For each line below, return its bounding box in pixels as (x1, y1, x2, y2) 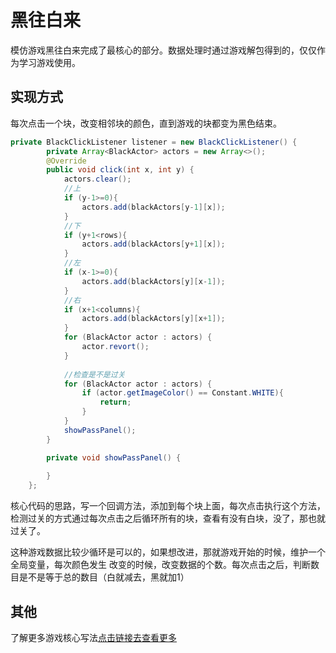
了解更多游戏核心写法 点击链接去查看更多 (10, 631, 177, 643)
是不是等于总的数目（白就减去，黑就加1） (18, 571, 190, 583)
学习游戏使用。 (18, 56, 81, 68)
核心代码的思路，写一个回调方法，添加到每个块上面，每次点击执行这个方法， (10, 500, 326, 512)
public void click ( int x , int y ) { (46, 165, 195, 175)
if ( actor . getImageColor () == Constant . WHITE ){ (81, 388, 284, 398)
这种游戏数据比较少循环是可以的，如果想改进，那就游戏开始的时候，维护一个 (10, 546, 326, 558)
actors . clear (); (63, 174, 132, 185)
